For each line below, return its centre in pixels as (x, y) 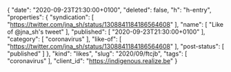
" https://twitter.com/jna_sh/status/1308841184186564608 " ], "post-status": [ (116, 46)
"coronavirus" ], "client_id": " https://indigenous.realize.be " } (92, 61)
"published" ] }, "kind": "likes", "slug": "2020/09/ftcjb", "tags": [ (97, 53)
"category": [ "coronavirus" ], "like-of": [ (64, 39)
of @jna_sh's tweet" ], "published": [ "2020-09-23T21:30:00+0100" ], (106, 32)
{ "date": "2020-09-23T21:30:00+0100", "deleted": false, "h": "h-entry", (109, 10)
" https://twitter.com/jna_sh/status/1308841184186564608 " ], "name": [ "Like (115, 24)
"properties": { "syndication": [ (51, 17)
